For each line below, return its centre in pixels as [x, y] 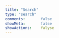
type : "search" [21, 14]
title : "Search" [22, 10]
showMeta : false [29, 23]
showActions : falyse [30, 28]
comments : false [29, 19]
